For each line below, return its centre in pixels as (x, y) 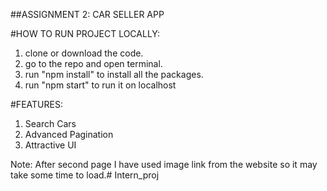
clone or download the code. (84, 53)
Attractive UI (50, 145)
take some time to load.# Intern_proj (85, 175)
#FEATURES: (36, 104)
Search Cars (50, 123)
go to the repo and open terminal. (93, 63)
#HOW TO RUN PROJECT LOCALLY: (85, 33)
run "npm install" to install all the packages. (114, 74)
